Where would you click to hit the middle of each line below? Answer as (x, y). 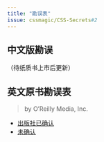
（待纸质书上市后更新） (41, 68)
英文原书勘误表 (39, 92)
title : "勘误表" (29, 14)
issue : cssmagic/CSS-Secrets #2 (52, 20)
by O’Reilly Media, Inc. (56, 109)
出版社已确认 (35, 123)
